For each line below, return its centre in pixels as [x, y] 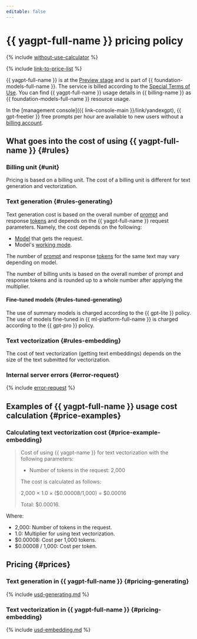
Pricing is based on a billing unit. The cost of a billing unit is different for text [98, 180]
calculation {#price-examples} [64, 415]
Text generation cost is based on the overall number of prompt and [87, 214]
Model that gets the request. [49, 238]
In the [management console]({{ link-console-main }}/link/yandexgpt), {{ [94, 110]
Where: [15, 516]
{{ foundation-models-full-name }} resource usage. [68, 98]
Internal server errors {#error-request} [63, 375]
